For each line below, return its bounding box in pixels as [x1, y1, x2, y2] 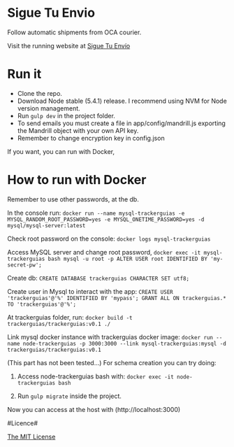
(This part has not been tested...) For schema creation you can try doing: [7, 358, 217, 367]
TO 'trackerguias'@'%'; [7, 301, 77, 308]
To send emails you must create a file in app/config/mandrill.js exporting [17, 119, 226, 127]
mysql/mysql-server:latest [7, 222, 86, 229]
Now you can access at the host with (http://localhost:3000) [7, 405, 181, 413]
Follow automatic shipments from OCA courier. [7, 28, 142, 36]
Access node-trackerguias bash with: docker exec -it [17, 372, 175, 381]
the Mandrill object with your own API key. [17, 126, 139, 134]
